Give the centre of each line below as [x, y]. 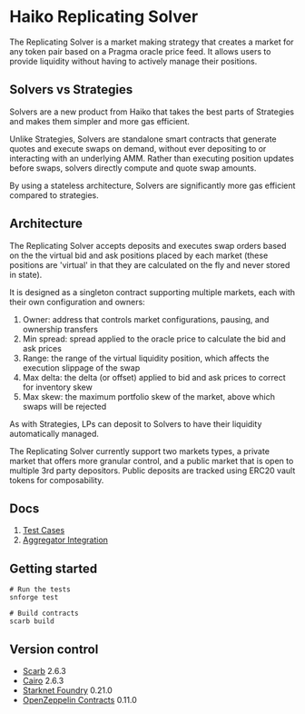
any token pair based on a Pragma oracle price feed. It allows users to [140, 51]
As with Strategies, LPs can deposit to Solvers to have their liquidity [136, 423]
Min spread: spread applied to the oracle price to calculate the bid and [154, 339]
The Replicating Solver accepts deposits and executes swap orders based [148, 245]
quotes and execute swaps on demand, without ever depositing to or [138, 148]
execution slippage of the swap [81, 367]
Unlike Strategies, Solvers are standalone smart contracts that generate [143, 139]
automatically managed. [54, 433]
